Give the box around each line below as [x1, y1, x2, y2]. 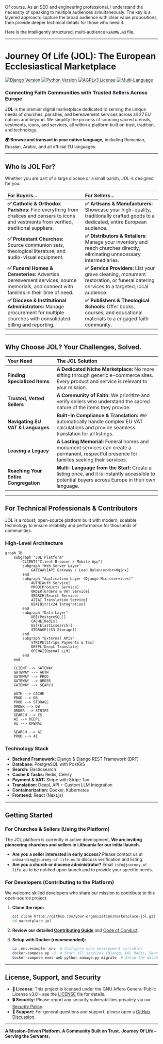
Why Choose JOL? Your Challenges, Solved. [5, 343, 142, 351]
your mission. [56, 384, 87, 391]
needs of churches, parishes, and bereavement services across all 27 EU [5, 111, 151, 117]
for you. [5, 181, 21, 186]
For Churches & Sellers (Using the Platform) [5, 825, 110, 832]
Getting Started [5, 811, 53, 819]
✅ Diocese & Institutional [7, 297, 66, 304]
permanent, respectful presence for [56, 450, 138, 457]
